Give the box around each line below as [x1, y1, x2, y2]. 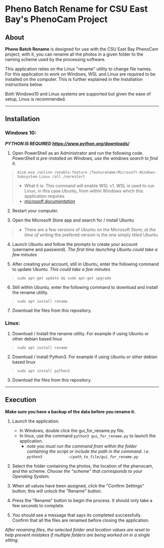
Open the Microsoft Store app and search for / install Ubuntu [12, 217, 134, 223]
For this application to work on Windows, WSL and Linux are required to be [5, 71, 156, 77]
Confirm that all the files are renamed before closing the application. [12, 517, 150, 523]
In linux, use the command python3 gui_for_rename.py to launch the [19, 433, 156, 439]
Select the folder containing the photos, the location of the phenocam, [12, 463, 154, 469]
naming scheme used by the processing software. [5, 57, 106, 62]
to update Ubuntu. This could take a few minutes [12, 266, 111, 272]
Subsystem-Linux [17, 174, 50, 179]
